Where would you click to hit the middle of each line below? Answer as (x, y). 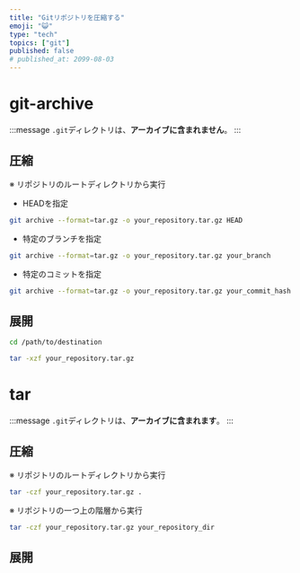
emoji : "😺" (31, 26)
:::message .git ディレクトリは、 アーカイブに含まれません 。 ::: (125, 129)
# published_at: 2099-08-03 (62, 59)
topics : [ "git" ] (40, 43)
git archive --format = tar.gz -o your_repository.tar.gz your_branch (140, 256)
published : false (42, 51)
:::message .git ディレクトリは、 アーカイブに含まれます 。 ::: (121, 420)
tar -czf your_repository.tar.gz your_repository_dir (112, 527)
